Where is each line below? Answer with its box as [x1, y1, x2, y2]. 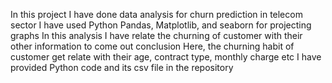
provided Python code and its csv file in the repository [10, 62, 234, 73]
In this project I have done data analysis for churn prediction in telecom [10, 9, 303, 20]
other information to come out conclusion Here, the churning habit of [10, 40, 295, 52]
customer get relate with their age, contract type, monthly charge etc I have [10, 51, 322, 63]
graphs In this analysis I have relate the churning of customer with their [10, 30, 303, 41]
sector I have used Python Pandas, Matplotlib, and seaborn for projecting [10, 19, 312, 31]
